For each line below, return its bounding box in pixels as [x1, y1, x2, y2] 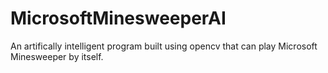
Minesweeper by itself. [10, 50, 104, 62]
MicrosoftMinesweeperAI [10, 7, 227, 30]
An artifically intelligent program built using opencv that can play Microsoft [10, 40, 318, 52]
